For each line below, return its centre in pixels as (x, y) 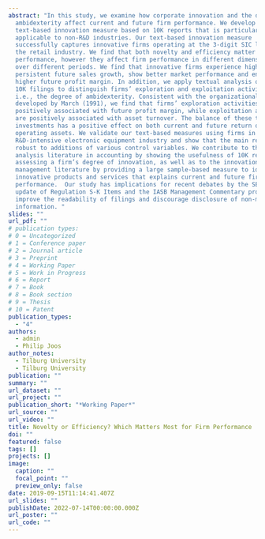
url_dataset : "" (35, 390)
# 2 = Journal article (45, 251)
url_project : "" (35, 398)
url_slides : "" (33, 500)
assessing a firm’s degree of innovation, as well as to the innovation (137, 163)
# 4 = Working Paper (42, 266)
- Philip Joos (38, 346)
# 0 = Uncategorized (42, 236)
